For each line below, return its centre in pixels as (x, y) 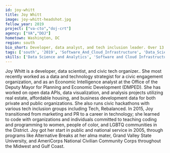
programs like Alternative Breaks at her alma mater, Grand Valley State (78, 136)
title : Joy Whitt (24, 15)
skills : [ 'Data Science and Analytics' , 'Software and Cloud (71, 57)
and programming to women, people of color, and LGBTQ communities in (81, 125)
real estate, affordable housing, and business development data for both (80, 98)
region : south (20, 43)
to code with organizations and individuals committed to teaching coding (81, 120)
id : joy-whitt (20, 10)
